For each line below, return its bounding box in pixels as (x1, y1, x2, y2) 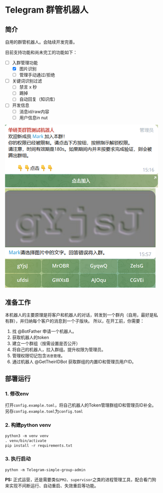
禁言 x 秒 (19, 84, 37, 90)
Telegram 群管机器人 (5, 4, 89, 16)
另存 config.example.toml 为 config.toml (5, 408, 83, 414)
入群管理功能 (12, 60, 38, 66)
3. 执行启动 (5, 456, 31, 462)
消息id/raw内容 (19, 108, 49, 114)
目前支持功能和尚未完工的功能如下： (5, 50, 78, 55)
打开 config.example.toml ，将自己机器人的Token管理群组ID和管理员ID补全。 (5, 402, 156, 408)
